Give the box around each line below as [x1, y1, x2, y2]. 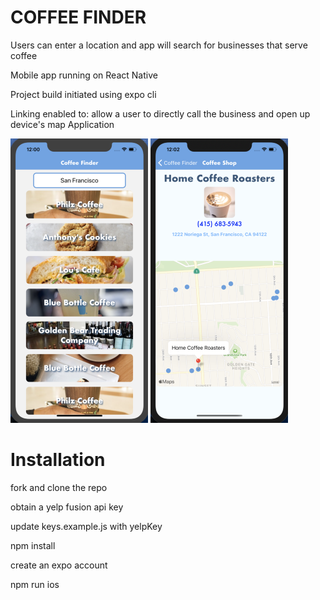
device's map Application [10, 118, 115, 130]
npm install [10, 539, 56, 551]
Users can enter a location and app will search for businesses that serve [10, 39, 308, 51]
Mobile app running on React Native [10, 69, 158, 81]
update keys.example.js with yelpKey [10, 520, 163, 532]
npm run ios [10, 578, 60, 590]
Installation [10, 449, 106, 471]
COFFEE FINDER [10, 6, 147, 29]
